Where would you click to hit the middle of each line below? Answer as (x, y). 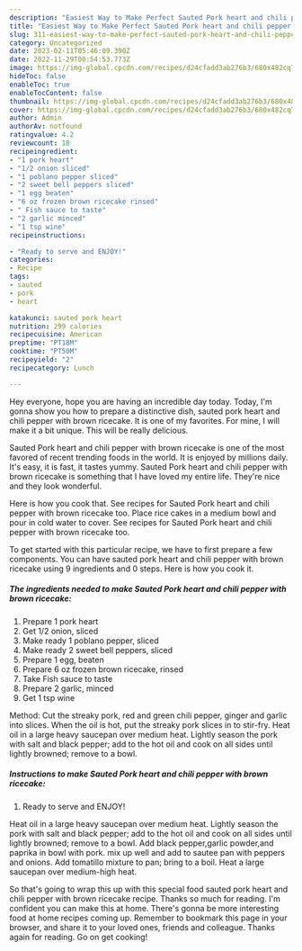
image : (22, 68)
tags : (19, 277)
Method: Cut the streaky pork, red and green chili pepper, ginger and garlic (148, 715)
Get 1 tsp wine (49, 697)
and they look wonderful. (55, 486)
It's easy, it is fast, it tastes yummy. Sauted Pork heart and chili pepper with (148, 467)
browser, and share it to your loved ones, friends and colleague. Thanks (142, 927)
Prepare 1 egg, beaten (63, 659)
